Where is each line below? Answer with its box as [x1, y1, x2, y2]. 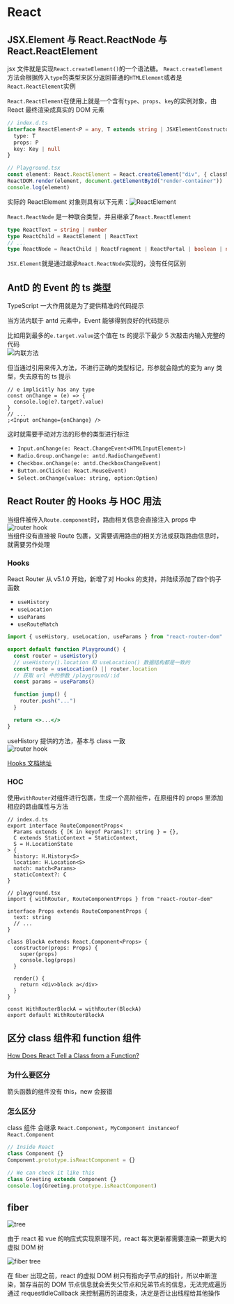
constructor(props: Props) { [13, 944, 98, 951]
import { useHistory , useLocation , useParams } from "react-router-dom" [7, 633, 223, 640]
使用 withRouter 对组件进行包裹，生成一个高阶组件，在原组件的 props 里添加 [7, 793, 224, 802]
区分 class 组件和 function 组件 [7, 1032, 141, 1044]
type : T [13, 132, 36, 140]
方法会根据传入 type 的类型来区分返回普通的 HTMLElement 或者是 [7, 73, 182, 81]
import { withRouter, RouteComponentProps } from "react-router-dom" [7, 895, 214, 902]
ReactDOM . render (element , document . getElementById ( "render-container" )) [7, 177, 223, 184]
